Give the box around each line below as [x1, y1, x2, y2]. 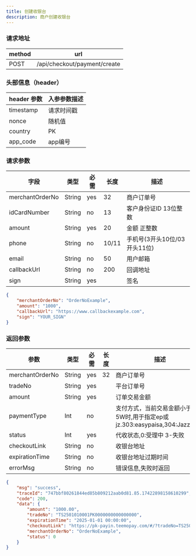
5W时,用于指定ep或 [116, 413, 169, 421]
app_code [9, 138, 36, 146]
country [9, 127, 31, 135]
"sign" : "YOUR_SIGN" [16, 314, 66, 320]
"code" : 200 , [16, 496, 48, 502]
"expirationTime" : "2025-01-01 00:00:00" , [27, 517, 132, 524]
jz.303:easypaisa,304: [116, 420, 177, 428]
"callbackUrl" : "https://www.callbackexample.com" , [16, 308, 145, 315]
